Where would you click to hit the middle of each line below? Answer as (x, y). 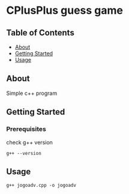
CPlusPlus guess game (65, 11)
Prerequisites (26, 129)
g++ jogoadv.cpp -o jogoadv (41, 186)
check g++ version (29, 142)
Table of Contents (40, 33)
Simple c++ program (32, 93)
